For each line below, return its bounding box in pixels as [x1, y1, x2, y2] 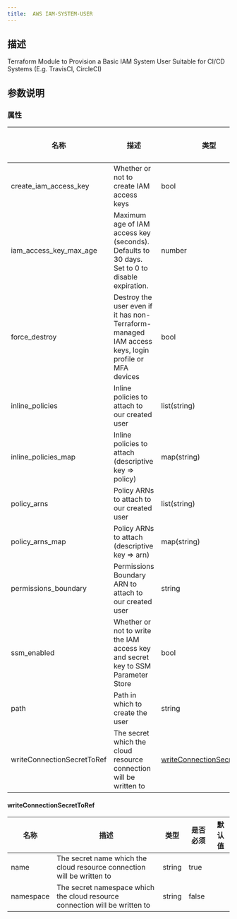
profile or [113, 354, 144, 364]
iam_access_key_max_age [11, 246, 97, 256]
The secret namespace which [56, 883, 155, 893]
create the [113, 708, 147, 718]
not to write [113, 626, 152, 636]
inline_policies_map [11, 452, 76, 462]
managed [113, 328, 145, 337]
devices [113, 372, 140, 382]
